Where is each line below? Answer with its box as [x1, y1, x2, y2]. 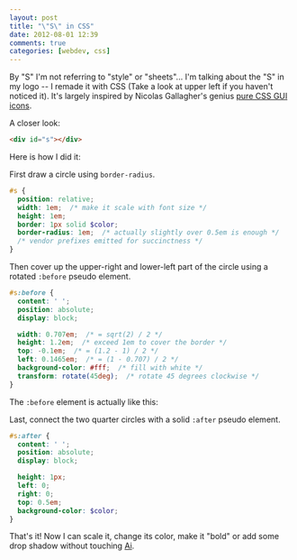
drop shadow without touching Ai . [9, 540, 135, 551]
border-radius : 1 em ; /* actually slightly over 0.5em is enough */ [17, 228, 280, 237]
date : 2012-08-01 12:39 [9, 30, 99, 39]
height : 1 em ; [17, 211, 67, 221]
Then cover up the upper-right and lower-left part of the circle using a [9, 262, 268, 271]
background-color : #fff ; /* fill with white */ [17, 363, 203, 372]
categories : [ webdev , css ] [9, 47, 111, 56]
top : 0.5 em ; [17, 498, 63, 507]
